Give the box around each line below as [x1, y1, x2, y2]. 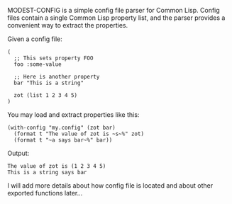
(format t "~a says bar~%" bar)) [13, 137, 113, 144]
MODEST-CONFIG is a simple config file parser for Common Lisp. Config [7, 6, 220, 14]
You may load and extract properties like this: [7, 110, 140, 119]
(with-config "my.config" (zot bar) [7, 124, 116, 131]
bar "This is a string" [13, 79, 84, 86]
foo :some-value [13, 61, 62, 68]
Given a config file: [7, 35, 62, 43]
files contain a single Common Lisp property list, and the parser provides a [7, 13, 226, 22]
